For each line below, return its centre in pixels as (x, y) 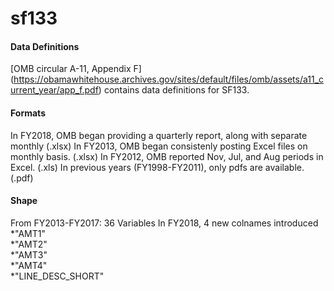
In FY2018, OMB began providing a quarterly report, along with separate (159, 135)
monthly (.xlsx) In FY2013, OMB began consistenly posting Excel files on (159, 146)
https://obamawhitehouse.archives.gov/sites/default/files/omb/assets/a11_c (169, 79)
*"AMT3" (29, 254)
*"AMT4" (29, 265)
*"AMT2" (29, 244)
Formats (28, 113)
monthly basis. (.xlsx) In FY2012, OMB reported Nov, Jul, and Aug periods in (167, 156)
